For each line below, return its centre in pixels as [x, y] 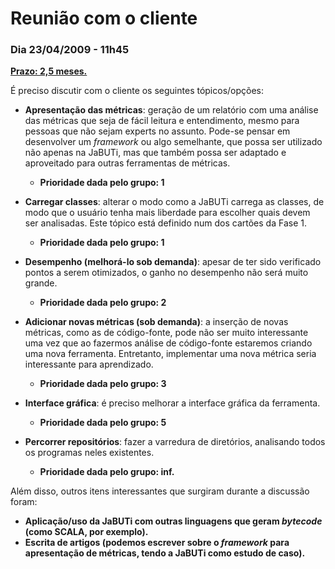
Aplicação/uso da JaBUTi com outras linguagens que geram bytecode [173, 521]
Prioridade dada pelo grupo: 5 [103, 423]
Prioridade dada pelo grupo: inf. [107, 472]
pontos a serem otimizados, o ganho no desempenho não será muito [166, 273]
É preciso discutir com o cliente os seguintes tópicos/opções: [137, 91]
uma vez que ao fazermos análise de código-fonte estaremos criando [168, 343]
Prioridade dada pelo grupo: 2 [103, 303]
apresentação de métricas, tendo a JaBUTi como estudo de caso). [165, 553]
